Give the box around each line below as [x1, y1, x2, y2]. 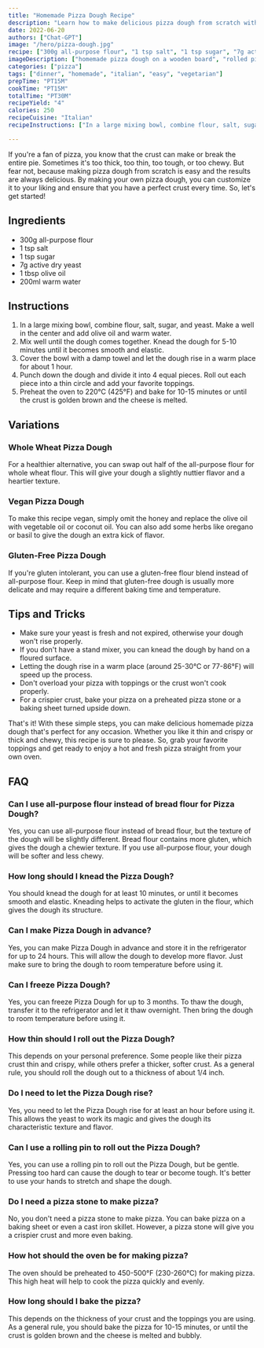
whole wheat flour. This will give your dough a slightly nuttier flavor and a [8, 468, 245, 478]
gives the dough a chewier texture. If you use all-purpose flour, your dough [8, 843, 251, 853]
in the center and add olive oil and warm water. [19, 329, 172, 338]
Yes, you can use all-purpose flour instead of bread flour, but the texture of [8, 826, 251, 836]
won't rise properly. [19, 637, 83, 646]
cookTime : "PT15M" [8, 84, 68, 93]
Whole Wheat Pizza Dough [8, 442, 112, 453]
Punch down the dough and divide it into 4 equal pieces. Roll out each [19, 370, 247, 380]
